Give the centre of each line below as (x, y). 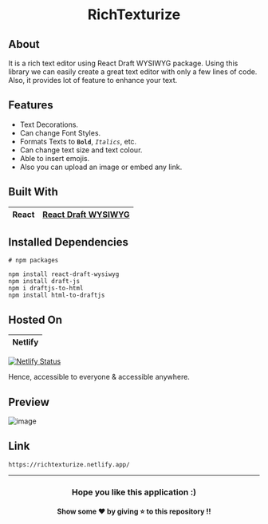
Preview (29, 402)
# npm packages (33, 261)
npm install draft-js (44, 282)
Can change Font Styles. (60, 132)
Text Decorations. (49, 124)
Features (31, 105)
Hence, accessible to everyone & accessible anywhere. (99, 377)
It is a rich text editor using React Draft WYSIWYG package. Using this (123, 63)
